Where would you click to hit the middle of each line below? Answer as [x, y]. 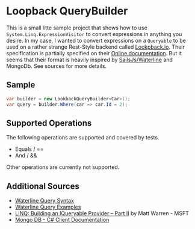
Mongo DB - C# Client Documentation [62, 220]
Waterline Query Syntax [44, 201]
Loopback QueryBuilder [67, 11]
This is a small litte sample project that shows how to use [77, 28]
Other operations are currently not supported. [63, 167]
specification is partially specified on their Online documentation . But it [94, 53]
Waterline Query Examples [48, 207]
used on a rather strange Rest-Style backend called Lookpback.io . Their [95, 47]
